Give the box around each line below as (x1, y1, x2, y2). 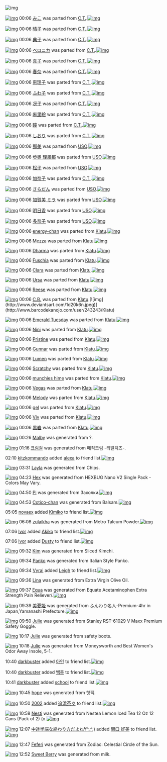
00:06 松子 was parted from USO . (19, 165, 89, 170)
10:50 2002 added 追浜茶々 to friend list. (19, 700, 103, 706)
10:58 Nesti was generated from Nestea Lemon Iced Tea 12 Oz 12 (19, 710, 154, 716)
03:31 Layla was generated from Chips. (19, 465, 100, 470)
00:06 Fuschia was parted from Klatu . (19, 257, 97, 263)
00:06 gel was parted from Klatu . (19, 405, 88, 410)
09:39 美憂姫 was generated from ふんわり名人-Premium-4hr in (19, 603, 151, 608)
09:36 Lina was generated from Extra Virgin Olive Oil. (19, 577, 129, 583)
